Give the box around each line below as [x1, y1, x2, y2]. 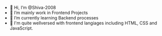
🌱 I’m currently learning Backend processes [9, 15, 98, 20]
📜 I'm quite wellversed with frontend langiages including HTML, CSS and [9, 20, 158, 26]
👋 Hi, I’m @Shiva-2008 [9, 5, 56, 10]
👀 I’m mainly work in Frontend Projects [9, 10, 88, 16]
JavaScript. [9, 25, 33, 31]
